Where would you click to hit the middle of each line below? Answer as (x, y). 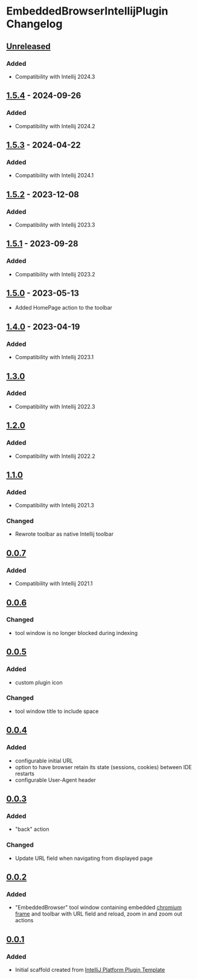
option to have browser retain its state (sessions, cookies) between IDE (103, 767)
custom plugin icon (39, 682)
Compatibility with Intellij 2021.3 (55, 506)
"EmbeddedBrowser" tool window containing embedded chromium (98, 908)
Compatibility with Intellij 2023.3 (55, 224)
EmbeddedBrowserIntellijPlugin (87, 11)
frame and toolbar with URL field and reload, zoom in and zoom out (98, 914)
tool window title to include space (57, 711)
